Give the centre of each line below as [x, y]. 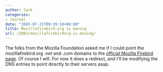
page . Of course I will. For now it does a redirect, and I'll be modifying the [82, 59]
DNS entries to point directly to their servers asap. [57, 64]
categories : [18, 15]
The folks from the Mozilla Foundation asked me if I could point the [75, 48]
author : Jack [19, 10]
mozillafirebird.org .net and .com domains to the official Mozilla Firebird [79, 53]
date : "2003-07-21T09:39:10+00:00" [43, 24]
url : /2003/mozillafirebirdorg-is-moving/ [50, 33]
